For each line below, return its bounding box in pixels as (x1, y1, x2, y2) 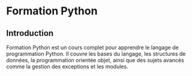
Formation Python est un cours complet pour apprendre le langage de (6, 44, 179, 51)
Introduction (6, 28, 54, 38)
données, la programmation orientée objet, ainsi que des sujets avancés (6, 57, 184, 63)
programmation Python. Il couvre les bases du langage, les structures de (6, 50, 186, 57)
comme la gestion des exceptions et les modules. (6, 63, 128, 70)
